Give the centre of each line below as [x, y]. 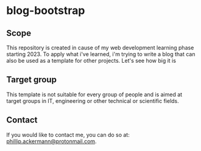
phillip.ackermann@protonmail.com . [51, 141]
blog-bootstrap [46, 11]
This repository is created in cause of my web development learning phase [100, 47]
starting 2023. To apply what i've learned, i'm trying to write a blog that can [101, 54]
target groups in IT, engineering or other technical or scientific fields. [93, 100]
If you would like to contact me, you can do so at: [68, 135]
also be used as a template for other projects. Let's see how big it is [91, 61]
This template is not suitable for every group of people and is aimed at [94, 94]
